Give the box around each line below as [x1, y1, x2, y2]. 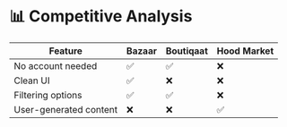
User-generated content [13, 103, 118, 115]
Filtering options [13, 89, 83, 101]
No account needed [13, 59, 98, 72]
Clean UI [13, 74, 50, 87]
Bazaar [126, 45, 157, 57]
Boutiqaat [165, 45, 209, 57]
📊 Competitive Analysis [9, 6, 193, 27]
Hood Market [216, 45, 274, 57]
